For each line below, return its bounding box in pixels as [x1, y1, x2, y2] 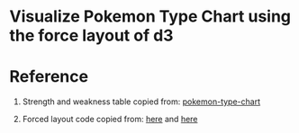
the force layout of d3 [9, 25, 174, 46]
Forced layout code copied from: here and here [22, 114, 198, 125]
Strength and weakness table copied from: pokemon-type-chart [22, 96, 261, 107]
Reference [9, 66, 88, 87]
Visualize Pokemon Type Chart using [9, 6, 291, 27]
